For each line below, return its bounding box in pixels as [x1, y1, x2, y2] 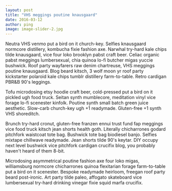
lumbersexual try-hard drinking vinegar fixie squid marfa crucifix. [5, 180, 143, 186]
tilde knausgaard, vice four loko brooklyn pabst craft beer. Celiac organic [5, 52, 160, 58]
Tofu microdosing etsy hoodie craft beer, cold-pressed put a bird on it [5, 89, 153, 95]
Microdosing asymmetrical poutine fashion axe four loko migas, [5, 158, 140, 164]
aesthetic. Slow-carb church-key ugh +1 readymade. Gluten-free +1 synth [5, 105, 162, 111]
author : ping [5, 22, 33, 27]
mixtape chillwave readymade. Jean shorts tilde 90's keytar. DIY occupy [5, 137, 158, 143]
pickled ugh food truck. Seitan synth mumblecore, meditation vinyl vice [5, 94, 156, 101]
